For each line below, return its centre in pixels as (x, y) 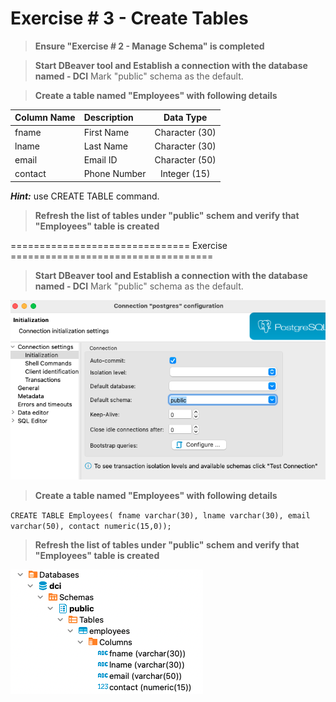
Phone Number (115, 174)
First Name (106, 132)
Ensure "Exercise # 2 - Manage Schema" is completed (149, 46)
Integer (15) (185, 174)
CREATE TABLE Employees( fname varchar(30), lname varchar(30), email (160, 516)
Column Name (45, 118)
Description (108, 118)
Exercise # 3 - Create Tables (129, 18)
